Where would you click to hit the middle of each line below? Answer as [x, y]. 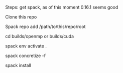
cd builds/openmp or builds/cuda [40, 36]
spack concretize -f [26, 55]
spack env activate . [26, 46]
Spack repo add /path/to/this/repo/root [45, 26]
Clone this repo [21, 17]
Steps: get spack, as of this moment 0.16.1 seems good [62, 7]
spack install [18, 65]
